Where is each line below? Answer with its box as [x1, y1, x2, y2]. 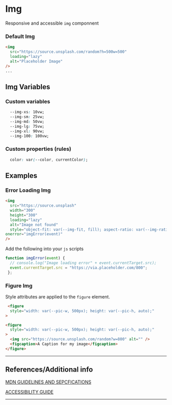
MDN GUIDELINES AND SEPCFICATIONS [5, 379, 92, 385]
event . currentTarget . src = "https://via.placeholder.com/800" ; [10, 265, 147, 270]
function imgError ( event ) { [5, 256, 66, 261]
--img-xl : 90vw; [10, 129, 45, 134]
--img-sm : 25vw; [10, 114, 45, 119]
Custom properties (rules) [5, 146, 72, 153]
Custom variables [5, 98, 50, 105]
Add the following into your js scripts [5, 246, 84, 252]
